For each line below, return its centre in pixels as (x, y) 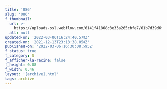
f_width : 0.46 (20, 70)
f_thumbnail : (19, 19)
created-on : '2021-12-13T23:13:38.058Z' (48, 42)
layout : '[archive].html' (32, 74)
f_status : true (21, 51)
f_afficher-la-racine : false (35, 60)
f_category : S (20, 56)
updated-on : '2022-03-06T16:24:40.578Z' (48, 38)
